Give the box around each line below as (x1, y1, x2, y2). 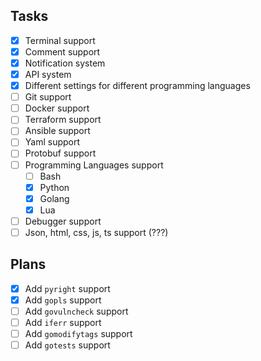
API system (24, 69, 72, 80)
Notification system (24, 57, 106, 69)
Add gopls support (24, 294, 102, 306)
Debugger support (24, 215, 102, 227)
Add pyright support (24, 282, 111, 294)
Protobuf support (24, 147, 97, 159)
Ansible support (24, 125, 91, 137)
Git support (24, 91, 72, 103)
